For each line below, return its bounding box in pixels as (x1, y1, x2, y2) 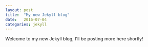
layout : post (5, 7, 33, 13)
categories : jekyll (5, 21, 47, 27)
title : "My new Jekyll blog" (5, 12, 70, 17)
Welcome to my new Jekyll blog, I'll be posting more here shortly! (5, 36, 143, 42)
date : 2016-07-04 (5, 17, 47, 22)
